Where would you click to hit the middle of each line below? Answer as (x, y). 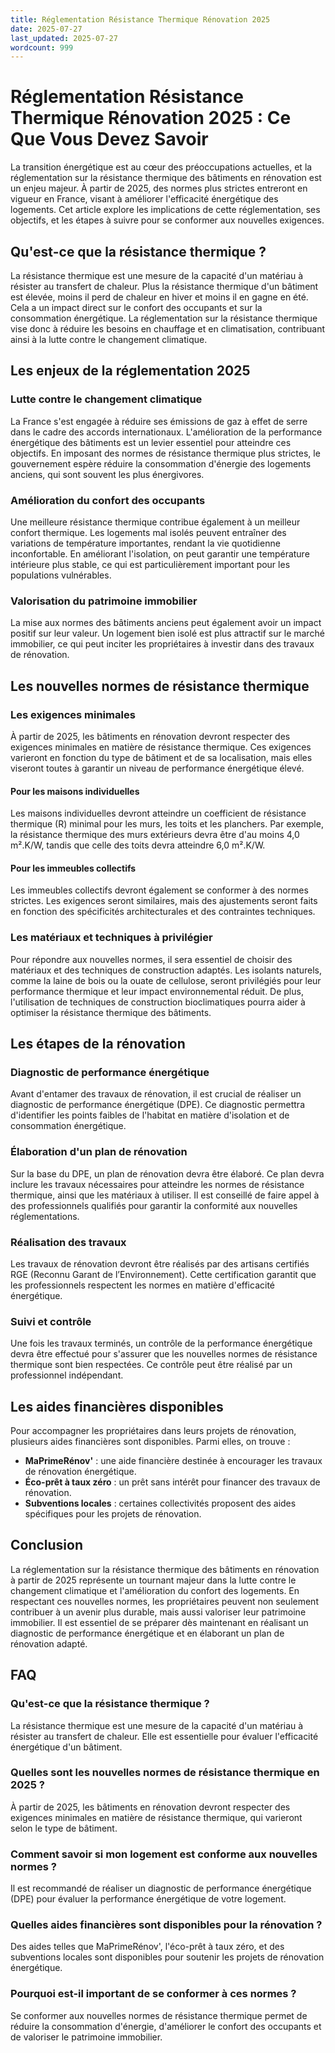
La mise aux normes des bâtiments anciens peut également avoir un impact (166, 623)
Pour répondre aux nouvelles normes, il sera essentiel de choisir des (151, 959)
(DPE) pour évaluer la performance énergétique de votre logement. (148, 1899)
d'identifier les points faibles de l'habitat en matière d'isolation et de (150, 1115)
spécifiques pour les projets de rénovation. (113, 1514)
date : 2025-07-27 (46, 29)
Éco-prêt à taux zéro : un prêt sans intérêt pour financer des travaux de (172, 1482)
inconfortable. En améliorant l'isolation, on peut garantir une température (160, 553)
